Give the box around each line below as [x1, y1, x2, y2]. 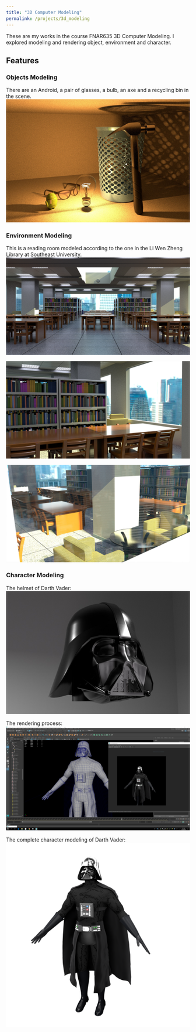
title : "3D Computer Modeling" [6, 9, 82, 15]
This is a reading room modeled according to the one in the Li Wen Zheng [6, 245, 183, 252]
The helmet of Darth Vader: [6, 584, 72, 591]
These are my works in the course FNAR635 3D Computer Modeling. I [6, 32, 174, 39]
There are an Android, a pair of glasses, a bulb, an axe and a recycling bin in [6, 87, 189, 94]
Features [6, 56, 39, 66]
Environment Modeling [6, 231, 72, 240]
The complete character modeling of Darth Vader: [6, 836, 126, 843]
